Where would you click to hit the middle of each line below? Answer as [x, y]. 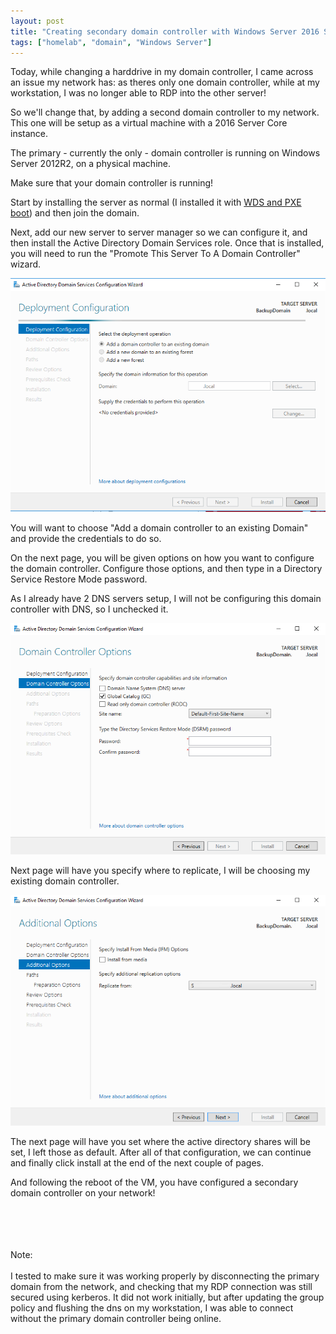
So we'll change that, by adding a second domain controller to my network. [165, 112]
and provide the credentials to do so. [86, 539]
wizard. [26, 264]
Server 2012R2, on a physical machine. [90, 164]
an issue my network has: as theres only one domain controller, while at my [165, 82]
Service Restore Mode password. [79, 579]
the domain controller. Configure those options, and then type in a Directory [166, 569]
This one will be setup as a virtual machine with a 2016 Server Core [149, 123]
